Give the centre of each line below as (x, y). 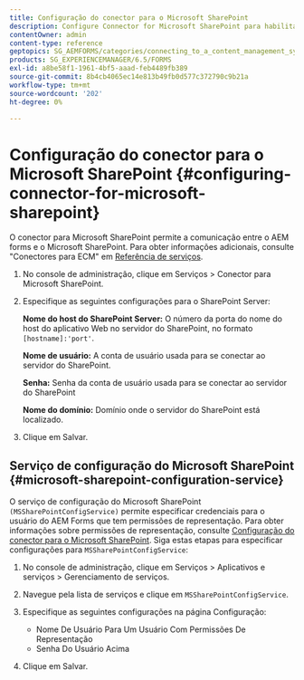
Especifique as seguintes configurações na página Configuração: (144, 612)
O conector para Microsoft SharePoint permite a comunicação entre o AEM (149, 237)
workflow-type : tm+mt (50, 85)
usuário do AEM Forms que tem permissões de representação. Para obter (147, 521)
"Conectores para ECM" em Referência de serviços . (106, 257)
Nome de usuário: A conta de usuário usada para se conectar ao (144, 356)
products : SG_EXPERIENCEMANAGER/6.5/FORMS (90, 60)
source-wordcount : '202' (56, 93)
